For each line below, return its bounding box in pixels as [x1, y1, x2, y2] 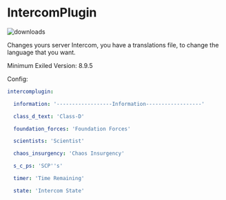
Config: [7, 74, 29, 83]
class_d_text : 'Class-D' [13, 113, 85, 120]
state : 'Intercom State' [13, 187, 85, 194]
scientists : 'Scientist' [13, 137, 85, 145]
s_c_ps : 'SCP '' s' [13, 163, 63, 170]
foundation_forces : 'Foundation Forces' [13, 125, 131, 132]
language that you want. [7, 48, 76, 56]
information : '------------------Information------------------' [13, 100, 205, 107]
